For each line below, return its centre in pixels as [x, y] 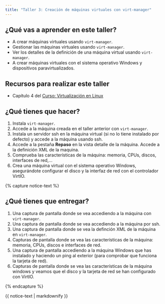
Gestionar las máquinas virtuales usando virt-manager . [68, 47]
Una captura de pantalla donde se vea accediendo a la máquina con [82, 213]
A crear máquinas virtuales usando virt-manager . [62, 42]
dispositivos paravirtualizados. [43, 68]
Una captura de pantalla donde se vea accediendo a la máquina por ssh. [86, 224]
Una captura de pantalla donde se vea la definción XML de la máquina [84, 229]
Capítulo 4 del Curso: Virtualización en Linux [58, 96]
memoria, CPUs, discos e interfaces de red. [57, 245]
